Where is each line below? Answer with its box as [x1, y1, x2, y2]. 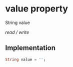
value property [5, 3, 68, 14]
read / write [5, 29, 29, 35]
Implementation [5, 43, 56, 52]
